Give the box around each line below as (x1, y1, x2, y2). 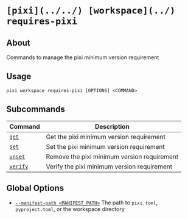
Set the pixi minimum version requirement (46, 142, 165, 151)
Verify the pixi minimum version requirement (46, 162, 172, 171)
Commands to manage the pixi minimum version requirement (6, 54, 159, 61)
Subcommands (6, 104, 65, 115)
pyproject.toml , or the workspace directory (15, 206, 125, 213)
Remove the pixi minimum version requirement (46, 152, 179, 160)
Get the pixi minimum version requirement (46, 132, 165, 141)
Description (94, 122, 130, 131)
